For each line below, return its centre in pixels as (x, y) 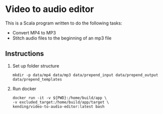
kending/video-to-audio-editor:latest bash (58, 106)
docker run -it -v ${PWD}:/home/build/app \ (59, 98)
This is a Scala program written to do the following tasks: (64, 23)
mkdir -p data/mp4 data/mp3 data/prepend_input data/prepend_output (85, 75)
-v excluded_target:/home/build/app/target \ (60, 102)
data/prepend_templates (37, 79)
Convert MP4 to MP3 (34, 32)
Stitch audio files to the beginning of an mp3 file (62, 38)
